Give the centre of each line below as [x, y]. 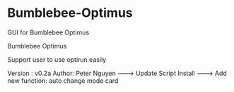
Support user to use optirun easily [57, 59]
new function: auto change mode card [63, 80]
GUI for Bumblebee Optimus [48, 32]
